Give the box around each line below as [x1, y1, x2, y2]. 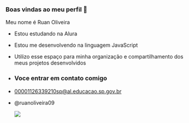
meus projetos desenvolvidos [14, 59, 87, 67]
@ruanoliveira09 [14, 99, 55, 106]
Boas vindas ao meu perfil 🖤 [5, 5, 88, 14]
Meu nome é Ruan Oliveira [5, 19, 71, 26]
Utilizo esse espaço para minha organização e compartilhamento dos [14, 53, 184, 60]
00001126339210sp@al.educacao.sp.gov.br [14, 88, 122, 95]
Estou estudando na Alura [14, 30, 78, 37]
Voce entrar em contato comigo [14, 74, 107, 82]
